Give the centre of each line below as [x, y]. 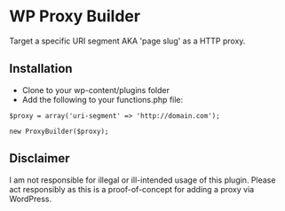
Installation [41, 69]
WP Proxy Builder [75, 16]
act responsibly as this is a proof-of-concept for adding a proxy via [132, 189]
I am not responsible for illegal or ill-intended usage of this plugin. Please [142, 180]
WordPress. [31, 199]
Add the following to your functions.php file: [103, 99]
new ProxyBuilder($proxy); [59, 131]
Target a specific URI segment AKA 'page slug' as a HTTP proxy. [127, 41]
